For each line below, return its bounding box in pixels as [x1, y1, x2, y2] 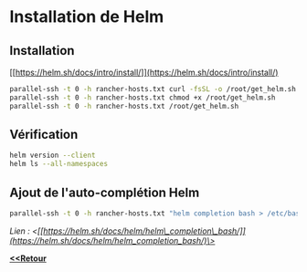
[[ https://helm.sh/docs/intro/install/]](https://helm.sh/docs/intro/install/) [9, 67, 279, 78]
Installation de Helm [9, 6, 164, 27]
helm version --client [9, 151, 96, 161]
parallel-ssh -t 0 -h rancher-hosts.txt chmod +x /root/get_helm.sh [9, 93, 276, 102]
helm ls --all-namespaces [9, 160, 108, 169]
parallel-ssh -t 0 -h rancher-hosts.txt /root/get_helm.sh [9, 101, 239, 110]
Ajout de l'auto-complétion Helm [9, 184, 200, 200]
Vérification [9, 127, 79, 142]
